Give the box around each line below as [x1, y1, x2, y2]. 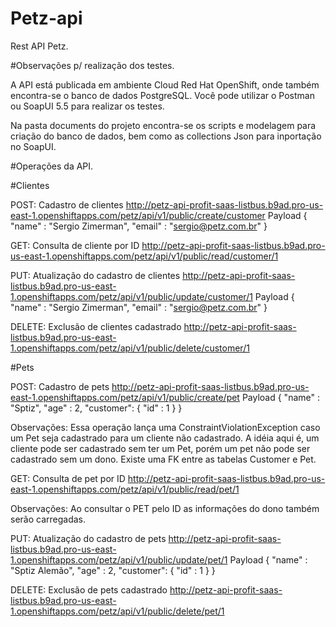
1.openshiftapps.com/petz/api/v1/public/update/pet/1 [10, 553, 228, 566]
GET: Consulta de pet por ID [10, 472, 126, 484]
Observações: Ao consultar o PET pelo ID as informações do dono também [10, 502, 320, 514]
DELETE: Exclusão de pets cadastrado [10, 583, 168, 596]
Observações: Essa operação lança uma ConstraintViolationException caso [10, 421, 321, 433]
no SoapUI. [10, 140, 57, 152]
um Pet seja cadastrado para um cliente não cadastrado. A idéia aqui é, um [10, 432, 320, 444]
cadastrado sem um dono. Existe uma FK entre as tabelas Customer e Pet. [10, 453, 317, 465]
